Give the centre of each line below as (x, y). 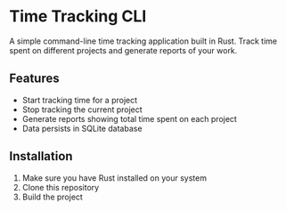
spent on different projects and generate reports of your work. (123, 50)
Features (34, 79)
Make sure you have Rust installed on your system (114, 178)
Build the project (52, 197)
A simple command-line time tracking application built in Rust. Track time (143, 41)
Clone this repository (61, 187)
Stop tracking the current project (82, 110)
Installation (41, 156)
